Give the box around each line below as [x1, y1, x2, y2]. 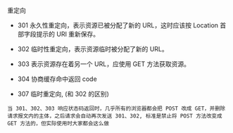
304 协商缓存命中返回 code [17, 75, 97, 83]
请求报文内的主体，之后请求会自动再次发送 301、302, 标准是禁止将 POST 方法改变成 [7, 113, 222, 120]
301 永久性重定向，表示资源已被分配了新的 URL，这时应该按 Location [17, 21, 219, 30]
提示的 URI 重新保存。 [36, 30, 100, 38]
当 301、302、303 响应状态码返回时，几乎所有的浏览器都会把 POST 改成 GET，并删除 [7, 105, 226, 112]
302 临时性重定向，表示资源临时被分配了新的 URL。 [17, 45, 169, 53]
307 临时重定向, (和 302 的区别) [17, 90, 109, 98]
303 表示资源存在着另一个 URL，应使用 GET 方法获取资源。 [17, 60, 190, 68]
